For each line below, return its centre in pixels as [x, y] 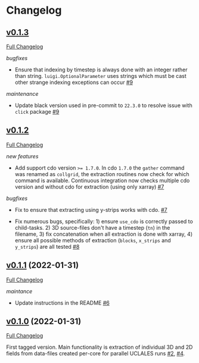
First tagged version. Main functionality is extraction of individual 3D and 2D [99, 347]
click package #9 [37, 112]
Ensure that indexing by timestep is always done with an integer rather [101, 70]
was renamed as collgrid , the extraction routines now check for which [102, 174]
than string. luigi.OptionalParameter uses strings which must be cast [100, 76]
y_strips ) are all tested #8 [47, 246]
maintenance [22, 94]
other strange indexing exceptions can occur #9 [74, 82]
